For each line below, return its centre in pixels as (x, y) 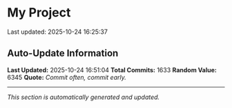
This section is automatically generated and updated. (84, 97)
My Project (39, 13)
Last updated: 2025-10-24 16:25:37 (58, 32)
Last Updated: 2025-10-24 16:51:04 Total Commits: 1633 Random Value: (112, 69)
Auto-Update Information (63, 53)
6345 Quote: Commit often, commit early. (67, 77)
